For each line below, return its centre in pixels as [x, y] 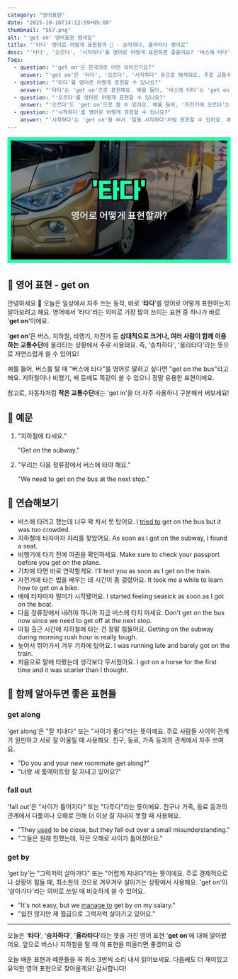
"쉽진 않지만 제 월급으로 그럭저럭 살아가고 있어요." [86, 914]
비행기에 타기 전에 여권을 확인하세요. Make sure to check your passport [119, 554]
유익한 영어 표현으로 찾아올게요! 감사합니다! [67, 968]
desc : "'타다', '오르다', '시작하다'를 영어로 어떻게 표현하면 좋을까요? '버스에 [111, 53]
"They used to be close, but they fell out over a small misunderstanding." [124, 829]
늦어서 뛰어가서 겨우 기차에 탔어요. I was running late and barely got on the [124, 645]
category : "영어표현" [36, 15]
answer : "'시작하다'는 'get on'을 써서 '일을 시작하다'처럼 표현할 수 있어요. [122, 120]
